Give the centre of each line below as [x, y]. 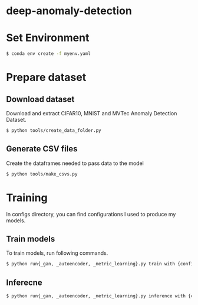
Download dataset [40, 99]
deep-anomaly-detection [69, 11]
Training [27, 198]
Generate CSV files [42, 149]
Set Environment [48, 38]
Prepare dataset [46, 77]
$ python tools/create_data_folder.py [54, 131]
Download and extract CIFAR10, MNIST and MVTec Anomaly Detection [92, 113]
